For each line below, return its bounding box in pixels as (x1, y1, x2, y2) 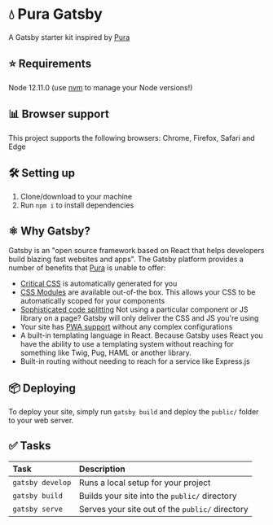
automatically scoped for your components (20, 296, 165, 306)
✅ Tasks (8, 439, 51, 453)
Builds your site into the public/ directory (78, 490, 237, 501)
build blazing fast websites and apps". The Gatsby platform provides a (8, 254, 244, 265)
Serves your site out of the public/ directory (78, 503, 249, 514)
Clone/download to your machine (20, 192, 133, 202)
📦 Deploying (8, 381, 76, 395)
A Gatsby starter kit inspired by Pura (8, 32, 130, 42)
